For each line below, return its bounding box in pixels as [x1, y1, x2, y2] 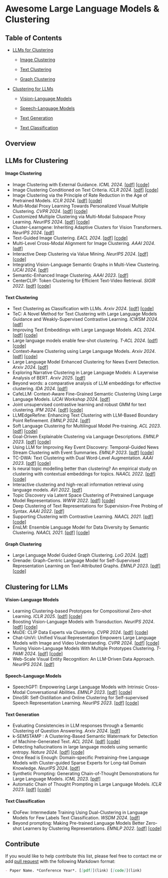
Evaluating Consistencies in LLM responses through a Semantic [12, 722, 144, 728]
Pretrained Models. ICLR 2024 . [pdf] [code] [12, 197, 102, 203]
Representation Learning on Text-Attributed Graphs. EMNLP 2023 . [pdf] [12, 563, 161, 569]
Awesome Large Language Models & [5, 3, 159, 15]
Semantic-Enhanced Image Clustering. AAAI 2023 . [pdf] [12, 272, 128, 278]
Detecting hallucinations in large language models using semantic [12, 744, 148, 750]
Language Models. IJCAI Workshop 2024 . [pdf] [12, 396, 110, 402]
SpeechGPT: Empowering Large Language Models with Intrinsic [12, 684, 144, 690]
